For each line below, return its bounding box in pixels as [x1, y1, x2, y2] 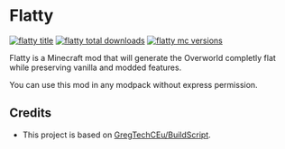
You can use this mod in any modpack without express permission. [9, 79, 259, 90]
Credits [9, 105, 52, 121]
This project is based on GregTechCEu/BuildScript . [22, 129, 212, 140]
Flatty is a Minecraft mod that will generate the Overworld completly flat [9, 52, 277, 63]
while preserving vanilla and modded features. [9, 62, 182, 73]
